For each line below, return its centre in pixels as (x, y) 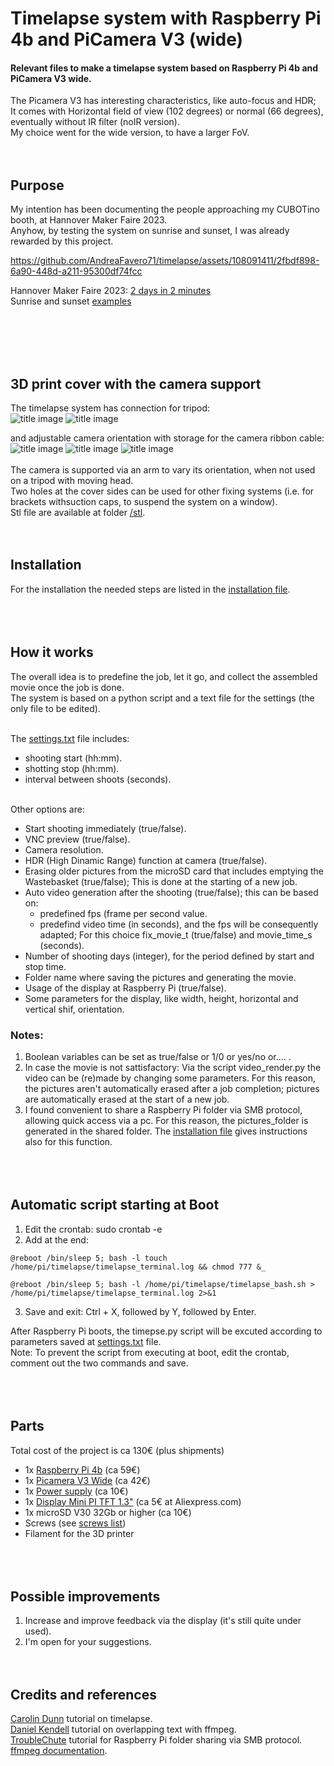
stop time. (45, 966)
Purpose (37, 185)
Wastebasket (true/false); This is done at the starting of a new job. (161, 881)
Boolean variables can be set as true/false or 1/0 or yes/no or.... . (158, 1056)
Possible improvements (85, 1596)
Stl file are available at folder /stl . (78, 513)
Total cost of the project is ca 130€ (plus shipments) (117, 1450)
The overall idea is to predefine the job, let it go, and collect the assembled (164, 676)
